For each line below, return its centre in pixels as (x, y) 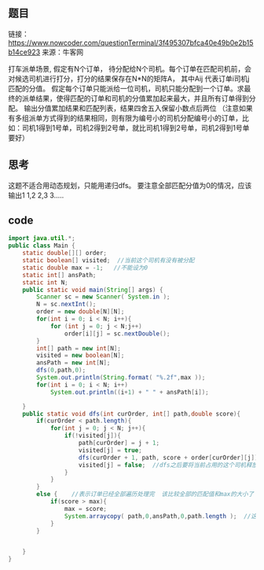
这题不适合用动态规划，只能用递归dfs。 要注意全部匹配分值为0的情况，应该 (130, 185)
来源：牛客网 (63, 52)
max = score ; (86, 509)
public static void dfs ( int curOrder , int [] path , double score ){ (132, 414)
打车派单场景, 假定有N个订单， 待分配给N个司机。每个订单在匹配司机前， (126, 68)
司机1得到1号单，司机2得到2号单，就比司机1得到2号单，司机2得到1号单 (136, 128)
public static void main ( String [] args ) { (93, 290)
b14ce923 (24, 52)
